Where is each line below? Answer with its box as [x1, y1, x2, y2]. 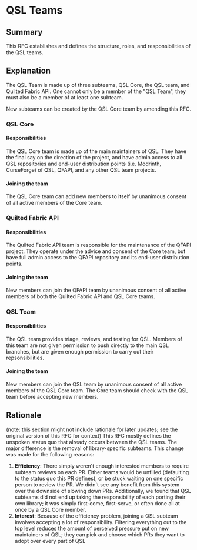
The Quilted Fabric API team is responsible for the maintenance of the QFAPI [6, 242, 191, 249]
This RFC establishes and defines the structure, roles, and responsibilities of [6, 42, 191, 49]
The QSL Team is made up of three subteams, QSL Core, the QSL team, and [6, 81, 190, 88]
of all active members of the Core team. [6, 199, 102, 206]
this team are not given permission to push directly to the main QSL [6, 342, 169, 349]
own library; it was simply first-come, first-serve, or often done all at [14, 499, 181, 506]
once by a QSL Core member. [14, 506, 86, 513]
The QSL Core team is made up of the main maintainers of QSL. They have [6, 148, 187, 155]
